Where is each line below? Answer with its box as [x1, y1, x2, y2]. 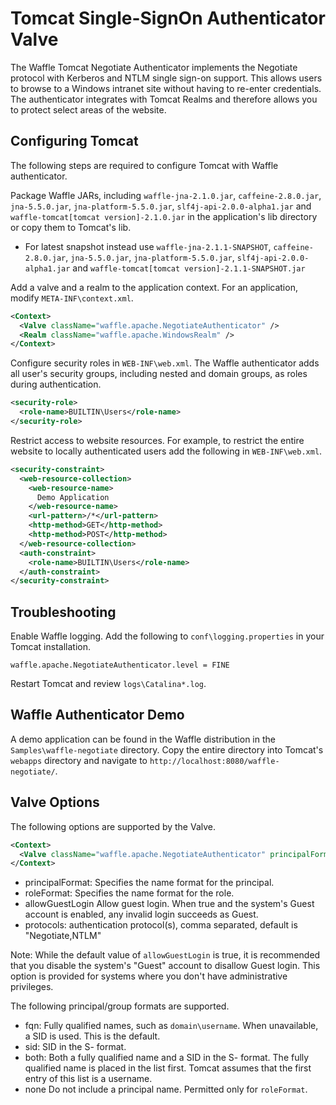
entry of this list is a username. [24, 1073, 153, 1085]
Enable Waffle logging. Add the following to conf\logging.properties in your [10, 630, 325, 642]
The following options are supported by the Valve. [10, 820, 217, 832]
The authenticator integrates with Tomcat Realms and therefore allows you [10, 93, 318, 105]
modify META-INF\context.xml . [10, 292, 134, 304]
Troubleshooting [10, 603, 117, 621]
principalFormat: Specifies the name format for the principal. [24, 877, 275, 889]
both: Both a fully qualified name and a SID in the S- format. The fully [24, 1052, 310, 1064]
